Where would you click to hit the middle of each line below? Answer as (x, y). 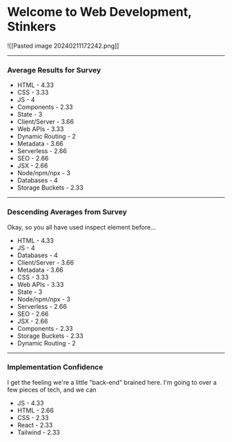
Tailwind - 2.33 (38, 432)
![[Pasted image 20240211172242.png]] (63, 46)
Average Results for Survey (54, 70)
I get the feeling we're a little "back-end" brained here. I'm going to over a (112, 382)
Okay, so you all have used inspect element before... (82, 227)
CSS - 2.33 (33, 417)
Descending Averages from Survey (67, 212)
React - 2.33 (35, 425)
